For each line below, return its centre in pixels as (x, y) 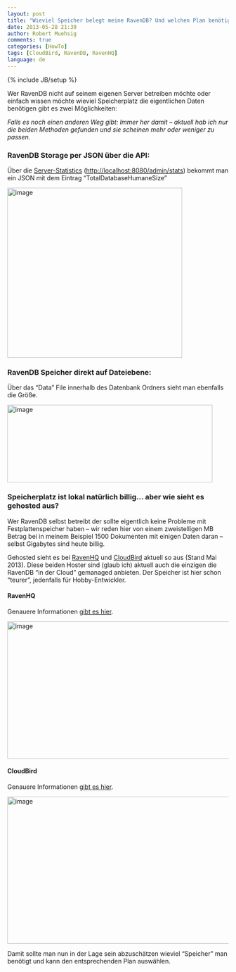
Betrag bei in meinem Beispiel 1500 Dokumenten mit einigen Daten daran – (115, 536)
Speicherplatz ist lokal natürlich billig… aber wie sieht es (106, 497)
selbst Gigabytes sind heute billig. (56, 544)
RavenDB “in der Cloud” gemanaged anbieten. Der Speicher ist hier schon (114, 572)
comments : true (29, 40)
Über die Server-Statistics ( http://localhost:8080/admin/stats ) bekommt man (118, 170)
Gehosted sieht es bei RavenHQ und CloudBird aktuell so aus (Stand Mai (112, 557)
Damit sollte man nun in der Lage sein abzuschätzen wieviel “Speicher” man (118, 954)
